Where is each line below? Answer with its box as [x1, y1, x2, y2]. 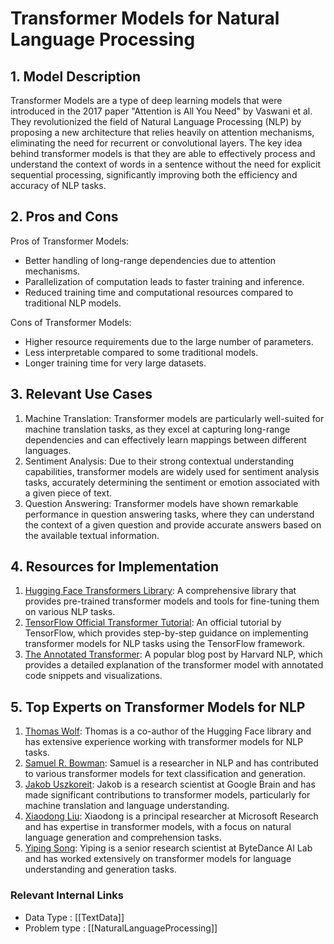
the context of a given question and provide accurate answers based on [24, 518, 322, 531]
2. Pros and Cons [10, 208, 119, 226]
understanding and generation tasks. [24, 863, 177, 876]
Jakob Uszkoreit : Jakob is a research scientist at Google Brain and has [24, 778, 316, 791]
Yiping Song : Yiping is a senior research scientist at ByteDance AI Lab [24, 842, 313, 854]
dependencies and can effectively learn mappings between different [24, 433, 307, 446]
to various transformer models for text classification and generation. [24, 768, 307, 780]
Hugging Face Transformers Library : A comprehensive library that [24, 585, 297, 597]
